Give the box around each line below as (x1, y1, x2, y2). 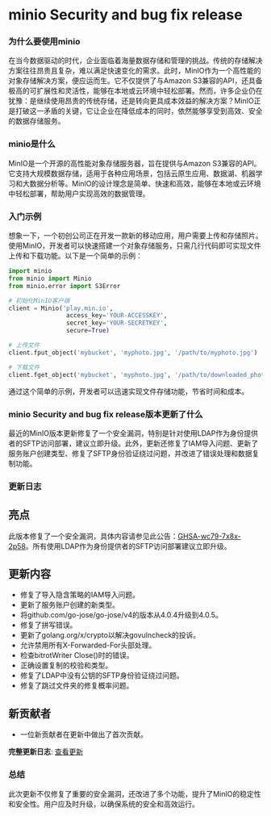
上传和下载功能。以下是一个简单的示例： (8, 251, 143, 261)
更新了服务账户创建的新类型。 (19, 600, 119, 610)
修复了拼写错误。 (19, 620, 77, 630)
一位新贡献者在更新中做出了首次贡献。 (19, 730, 148, 739)
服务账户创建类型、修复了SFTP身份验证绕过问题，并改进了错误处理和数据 (8, 448, 252, 458)
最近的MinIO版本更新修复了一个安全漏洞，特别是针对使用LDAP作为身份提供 (8, 428, 258, 437)
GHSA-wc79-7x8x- (177, 531, 242, 541)
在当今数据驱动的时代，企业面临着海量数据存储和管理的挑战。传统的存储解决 (8, 56, 263, 65)
